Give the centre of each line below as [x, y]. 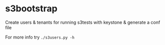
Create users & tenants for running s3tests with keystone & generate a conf [83, 22]
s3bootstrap [31, 9]
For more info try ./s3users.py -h [40, 37]
